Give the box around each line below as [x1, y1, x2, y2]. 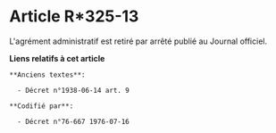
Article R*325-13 [9, 6, 139, 27]
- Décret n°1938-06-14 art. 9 [17, 86, 130, 95]
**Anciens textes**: [9, 70, 87, 79]
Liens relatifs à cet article [9, 53, 105, 63]
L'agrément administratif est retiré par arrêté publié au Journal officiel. [9, 36, 268, 46]
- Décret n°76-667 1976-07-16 [17, 117, 130, 126]
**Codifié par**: [9, 101, 74, 111]
